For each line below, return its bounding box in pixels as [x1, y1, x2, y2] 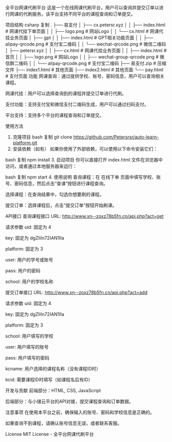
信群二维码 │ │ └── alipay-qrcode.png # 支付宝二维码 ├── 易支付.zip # [5, 61, 156, 66]
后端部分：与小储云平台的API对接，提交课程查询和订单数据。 [5, 398, 134, 404]
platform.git [12, 140, 37, 146]
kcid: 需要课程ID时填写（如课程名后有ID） [5, 376, 93, 383]
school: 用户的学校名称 [5, 278, 54, 285]
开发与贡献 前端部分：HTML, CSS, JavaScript [5, 388, 101, 393]
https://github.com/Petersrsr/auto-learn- [73, 134, 159, 140]
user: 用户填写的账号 [5, 344, 49, 350]
